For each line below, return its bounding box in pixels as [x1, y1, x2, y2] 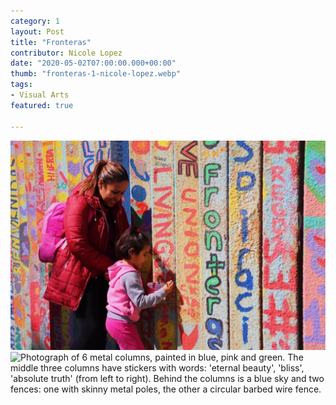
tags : [10, 80, 33, 90]
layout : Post [10, 26, 65, 37]
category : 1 [10, 16, 60, 26]
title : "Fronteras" [10, 37, 92, 47]
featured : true [10, 100, 74, 110]
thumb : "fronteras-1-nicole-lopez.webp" [10, 69, 182, 79]
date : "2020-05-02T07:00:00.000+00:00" [10, 58, 177, 69]
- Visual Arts [10, 90, 70, 100]
